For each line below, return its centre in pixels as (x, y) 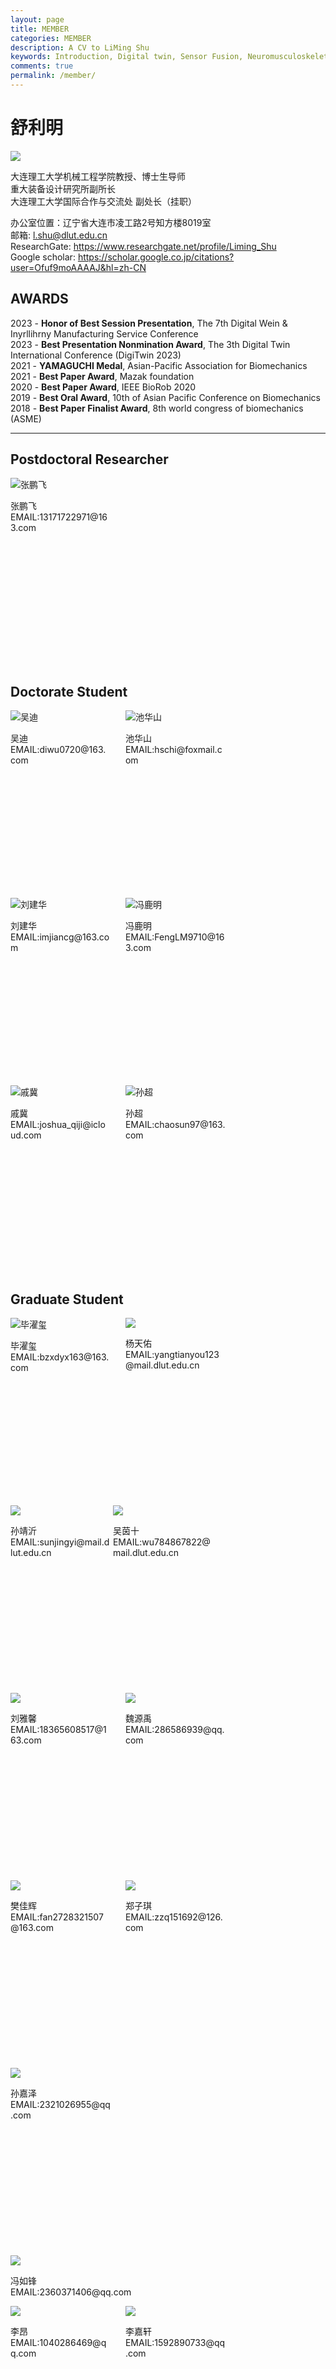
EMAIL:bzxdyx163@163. (60, 1357)
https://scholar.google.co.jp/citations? (156, 257)
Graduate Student (67, 1299)
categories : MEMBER (51, 38)
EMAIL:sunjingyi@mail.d (60, 1542)
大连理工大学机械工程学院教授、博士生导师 (98, 176)
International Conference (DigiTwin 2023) (96, 355)
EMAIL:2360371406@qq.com (71, 2292)
